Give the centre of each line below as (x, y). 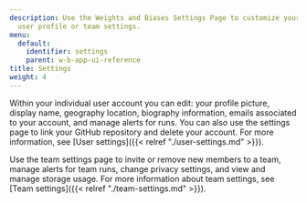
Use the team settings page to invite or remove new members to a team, (145, 159)
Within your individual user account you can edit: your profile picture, (140, 103)
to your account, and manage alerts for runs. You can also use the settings (150, 122)
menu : (20, 35)
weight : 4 (28, 77)
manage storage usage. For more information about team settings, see (142, 178)
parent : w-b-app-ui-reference (84, 60)
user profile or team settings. (79, 26)
